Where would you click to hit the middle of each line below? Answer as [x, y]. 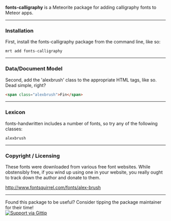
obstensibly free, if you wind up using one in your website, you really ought [84, 172]
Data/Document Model [34, 69]
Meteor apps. [19, 13]
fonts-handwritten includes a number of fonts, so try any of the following [81, 123]
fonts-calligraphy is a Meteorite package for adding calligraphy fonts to [81, 7]
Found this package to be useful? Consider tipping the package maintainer [83, 202]
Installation [20, 31]
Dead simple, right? [26, 85]
